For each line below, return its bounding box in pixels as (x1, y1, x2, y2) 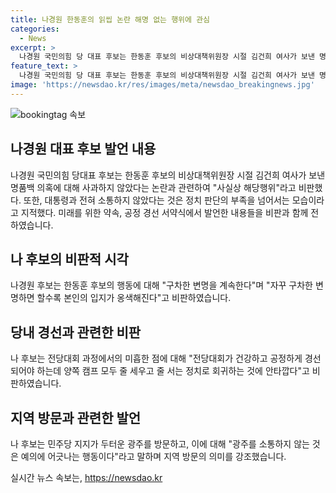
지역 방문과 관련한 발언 (10, 409, 142, 426)
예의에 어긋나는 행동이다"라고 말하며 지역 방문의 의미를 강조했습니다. (20, 451, 287, 462)
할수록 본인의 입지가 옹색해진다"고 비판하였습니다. (36, 292, 232, 304)
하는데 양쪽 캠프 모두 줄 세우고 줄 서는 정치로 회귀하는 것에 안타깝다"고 (36, 365, 310, 377)
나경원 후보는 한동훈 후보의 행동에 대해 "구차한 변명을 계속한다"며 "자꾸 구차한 (10, 279, 313, 291)
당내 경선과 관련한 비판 (10, 324, 142, 341)
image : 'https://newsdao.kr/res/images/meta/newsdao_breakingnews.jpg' (10, 80, 315, 90)
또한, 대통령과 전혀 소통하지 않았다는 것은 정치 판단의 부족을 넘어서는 (23, 194, 290, 206)
